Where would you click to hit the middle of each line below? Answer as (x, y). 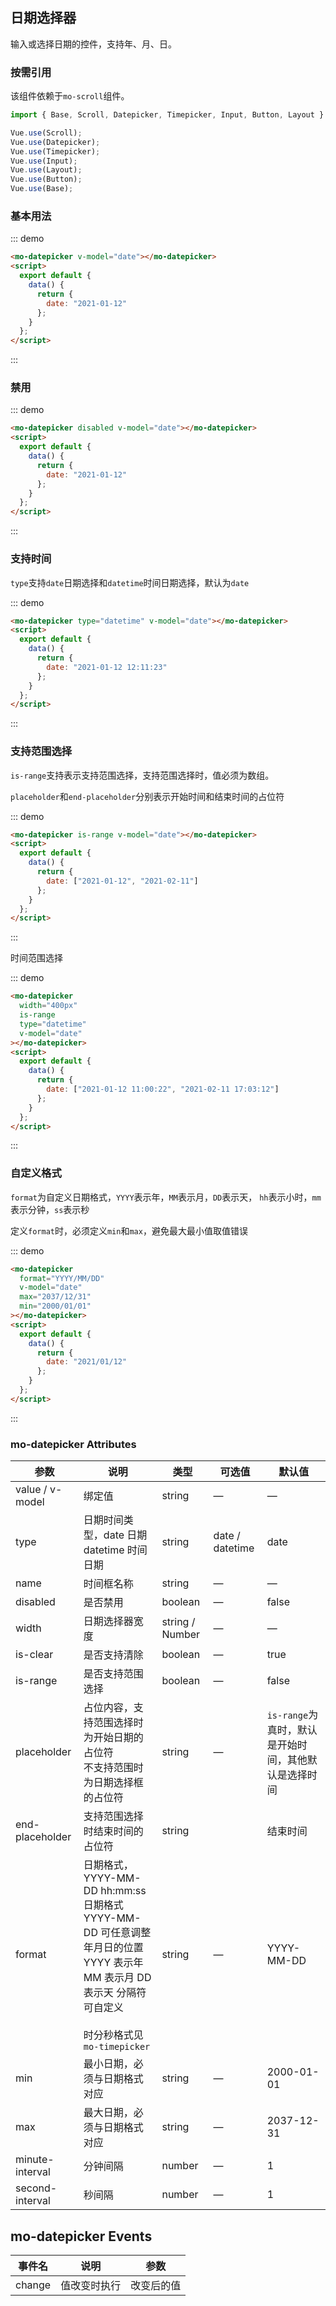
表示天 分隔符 (115, 1993)
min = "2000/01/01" (55, 1306)
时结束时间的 (113, 1831)
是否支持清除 (113, 1655)
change (33, 2285)
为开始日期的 (113, 1738)
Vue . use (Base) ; (42, 189)
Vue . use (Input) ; (44, 161)
